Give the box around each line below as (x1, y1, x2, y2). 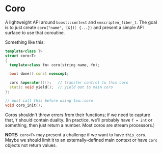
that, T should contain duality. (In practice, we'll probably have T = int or (5, 117, 153, 123)
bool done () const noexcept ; (9, 71, 69, 76)
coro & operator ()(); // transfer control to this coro (9, 80, 129, 85)
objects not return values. (5, 142, 57, 148)
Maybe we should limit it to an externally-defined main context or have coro (5, 137, 158, 143)
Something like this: (5, 39, 45, 45)
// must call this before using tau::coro (5, 98, 93, 103)
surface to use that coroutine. (5, 30, 65, 35)
